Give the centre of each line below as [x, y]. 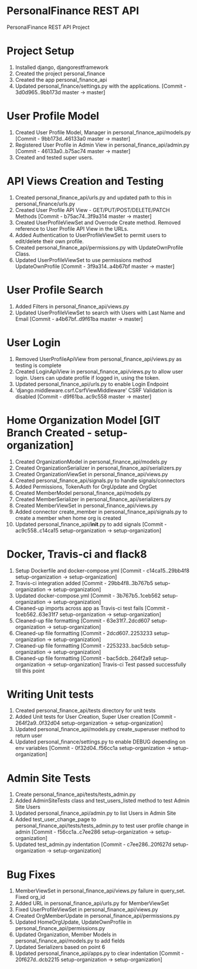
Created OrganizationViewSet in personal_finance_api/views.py [91, 474]
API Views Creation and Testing [85, 181]
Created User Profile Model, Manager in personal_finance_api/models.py [103, 132]
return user [29, 736]
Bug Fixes [31, 875]
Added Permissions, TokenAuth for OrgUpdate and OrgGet [86, 486]
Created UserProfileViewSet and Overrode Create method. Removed [98, 223]
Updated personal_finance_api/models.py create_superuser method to [100, 729]
